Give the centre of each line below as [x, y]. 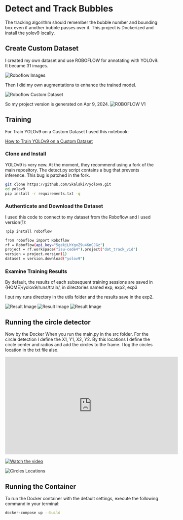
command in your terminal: [32, 504]
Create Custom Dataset [42, 48]
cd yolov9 [15, 189]
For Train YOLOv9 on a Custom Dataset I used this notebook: [67, 131]
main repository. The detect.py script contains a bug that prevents [72, 170]
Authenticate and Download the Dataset [54, 206]
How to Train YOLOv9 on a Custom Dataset [49, 141]
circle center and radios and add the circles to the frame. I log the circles [79, 345]
